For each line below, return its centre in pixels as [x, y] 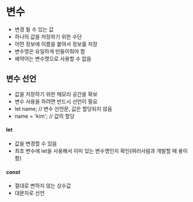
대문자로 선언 [30, 193]
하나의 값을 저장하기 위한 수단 [48, 36]
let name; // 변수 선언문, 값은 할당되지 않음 [63, 108]
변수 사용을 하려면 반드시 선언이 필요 [56, 101]
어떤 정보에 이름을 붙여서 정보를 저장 [56, 44]
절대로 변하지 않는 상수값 [43, 186]
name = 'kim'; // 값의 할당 [44, 116]
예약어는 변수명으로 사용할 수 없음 [53, 59]
